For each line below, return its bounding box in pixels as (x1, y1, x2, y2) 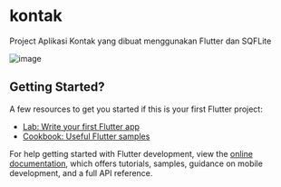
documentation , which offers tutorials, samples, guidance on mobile (9, 158, 263, 169)
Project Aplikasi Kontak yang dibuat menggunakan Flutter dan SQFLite (9, 35, 272, 46)
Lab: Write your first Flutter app (22, 121, 140, 132)
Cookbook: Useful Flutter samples (22, 131, 150, 142)
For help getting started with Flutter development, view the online (9, 148, 254, 159)
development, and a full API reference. (9, 167, 153, 178)
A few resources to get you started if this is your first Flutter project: (9, 103, 263, 114)
